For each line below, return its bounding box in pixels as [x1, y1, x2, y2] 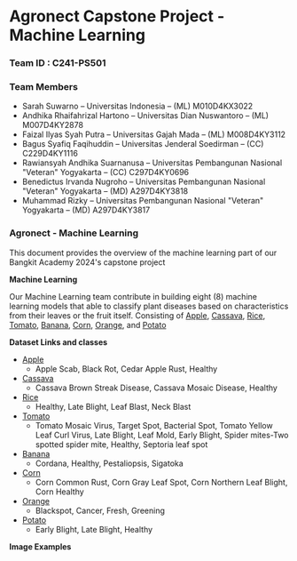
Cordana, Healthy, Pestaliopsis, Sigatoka [35, 458, 184, 469]
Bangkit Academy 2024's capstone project [9, 256, 166, 268]
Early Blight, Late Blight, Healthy [35, 524, 153, 534]
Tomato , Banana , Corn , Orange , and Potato [9, 319, 167, 330]
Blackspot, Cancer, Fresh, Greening [35, 505, 166, 516]
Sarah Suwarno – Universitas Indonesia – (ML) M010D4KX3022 [21, 100, 254, 112]
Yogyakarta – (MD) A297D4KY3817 [21, 204, 151, 215]
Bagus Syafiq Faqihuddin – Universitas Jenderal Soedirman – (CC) [21, 139, 264, 149]
